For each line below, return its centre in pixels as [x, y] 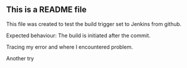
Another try [20, 58]
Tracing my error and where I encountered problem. [70, 47]
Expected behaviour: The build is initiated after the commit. [78, 35]
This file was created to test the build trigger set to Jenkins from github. [94, 24]
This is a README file [47, 10]
